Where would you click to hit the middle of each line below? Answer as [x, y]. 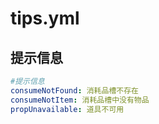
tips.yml [45, 18]
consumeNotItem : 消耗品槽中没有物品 [80, 100]
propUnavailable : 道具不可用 [67, 109]
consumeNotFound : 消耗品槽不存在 [74, 90]
